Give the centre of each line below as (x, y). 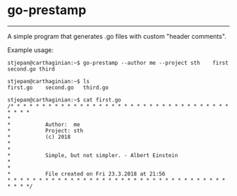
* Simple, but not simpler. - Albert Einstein (93, 155)
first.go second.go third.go (58, 87)
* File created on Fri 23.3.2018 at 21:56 (86, 174)
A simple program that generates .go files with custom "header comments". (117, 36)
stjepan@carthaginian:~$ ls (49, 81)
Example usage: (31, 50)
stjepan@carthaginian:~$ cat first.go (64, 100)
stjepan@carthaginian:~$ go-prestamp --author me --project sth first (118, 63)
